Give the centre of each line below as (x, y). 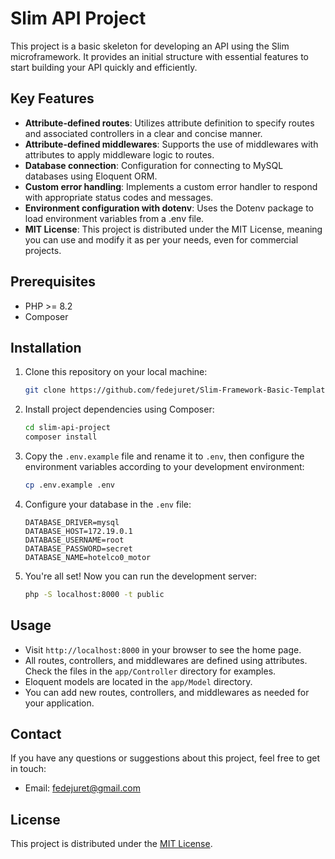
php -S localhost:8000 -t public (94, 594)
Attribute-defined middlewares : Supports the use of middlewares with (171, 144)
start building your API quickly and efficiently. (104, 67)
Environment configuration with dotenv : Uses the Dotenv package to (169, 208)
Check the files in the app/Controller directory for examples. (150, 671)
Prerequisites (53, 282)
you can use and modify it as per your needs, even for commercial (161, 239)
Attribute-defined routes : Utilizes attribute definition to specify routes (169, 123)
